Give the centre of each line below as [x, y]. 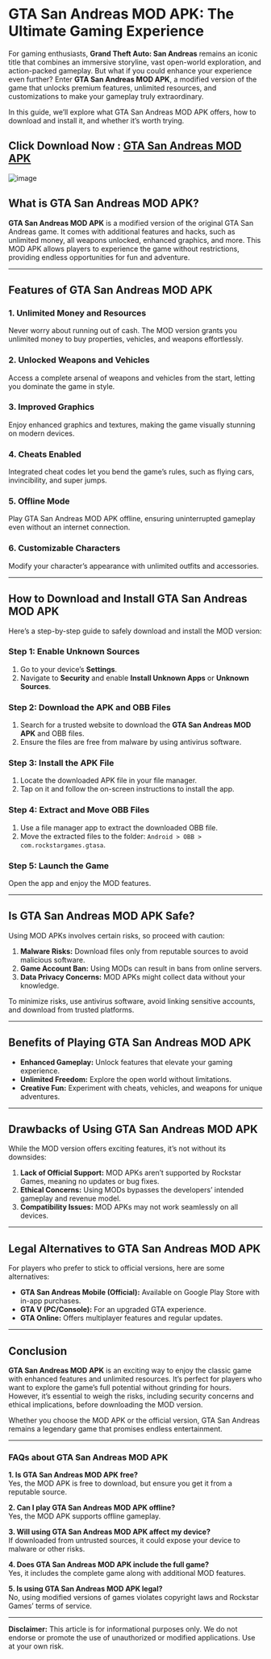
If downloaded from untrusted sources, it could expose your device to [124, 1540]
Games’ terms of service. [50, 1606]
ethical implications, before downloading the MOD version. [106, 1405]
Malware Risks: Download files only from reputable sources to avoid [134, 951]
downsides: [27, 1157]
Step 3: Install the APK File [61, 763]
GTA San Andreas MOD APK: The [121, 14]
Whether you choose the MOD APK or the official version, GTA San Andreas [134, 1420]
